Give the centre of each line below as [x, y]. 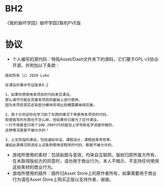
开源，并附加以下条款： [36, 65]
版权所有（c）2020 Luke [27, 75]
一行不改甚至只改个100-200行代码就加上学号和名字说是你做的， [61, 125]
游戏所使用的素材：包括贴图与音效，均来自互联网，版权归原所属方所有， [85, 155]
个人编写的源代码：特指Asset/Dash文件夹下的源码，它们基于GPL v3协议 [85, 59]
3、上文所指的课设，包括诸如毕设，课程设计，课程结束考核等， [59, 140]
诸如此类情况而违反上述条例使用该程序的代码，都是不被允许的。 [60, 145]
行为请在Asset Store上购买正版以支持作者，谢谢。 [63, 179]
